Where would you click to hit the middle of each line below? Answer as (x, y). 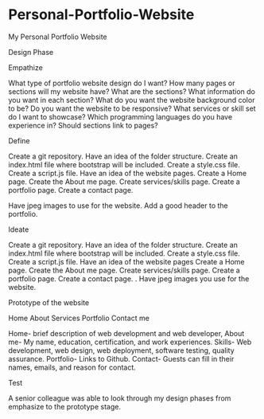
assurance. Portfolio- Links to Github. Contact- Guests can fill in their (121, 358)
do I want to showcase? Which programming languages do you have (120, 116)
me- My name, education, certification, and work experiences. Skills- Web (130, 342)
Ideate (19, 229)
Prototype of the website (49, 302)
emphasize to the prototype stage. (65, 406)
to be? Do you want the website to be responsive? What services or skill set (132, 108)
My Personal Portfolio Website (58, 37)
